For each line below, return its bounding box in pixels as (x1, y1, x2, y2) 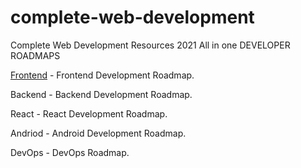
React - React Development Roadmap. (10, 107, 168, 120)
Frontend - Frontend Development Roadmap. (10, 69, 195, 81)
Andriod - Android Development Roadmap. (10, 127, 187, 139)
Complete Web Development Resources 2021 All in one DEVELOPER (10, 39, 291, 51)
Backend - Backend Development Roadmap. (10, 88, 193, 100)
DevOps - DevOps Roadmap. (10, 146, 130, 158)
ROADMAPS (10, 49, 61, 61)
